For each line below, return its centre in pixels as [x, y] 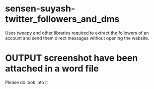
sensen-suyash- [40, 9]
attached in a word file [52, 68]
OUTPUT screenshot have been [72, 58]
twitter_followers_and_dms [62, 19]
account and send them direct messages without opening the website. [77, 38]
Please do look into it [27, 82]
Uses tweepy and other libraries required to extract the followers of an [77, 33]
